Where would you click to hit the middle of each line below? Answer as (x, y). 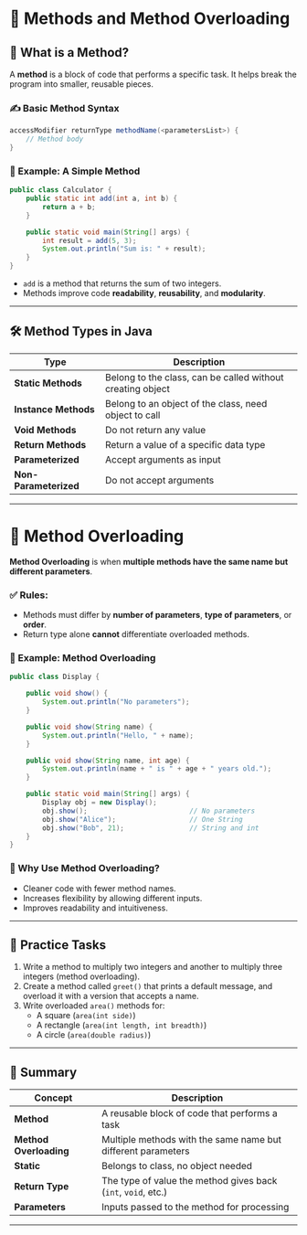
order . (35, 624)
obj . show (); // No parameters (149, 811)
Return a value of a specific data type (185, 444)
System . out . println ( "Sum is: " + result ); (124, 249)
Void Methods (45, 430)
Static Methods (48, 383)
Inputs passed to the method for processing (196, 1208)
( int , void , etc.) (135, 1192)
